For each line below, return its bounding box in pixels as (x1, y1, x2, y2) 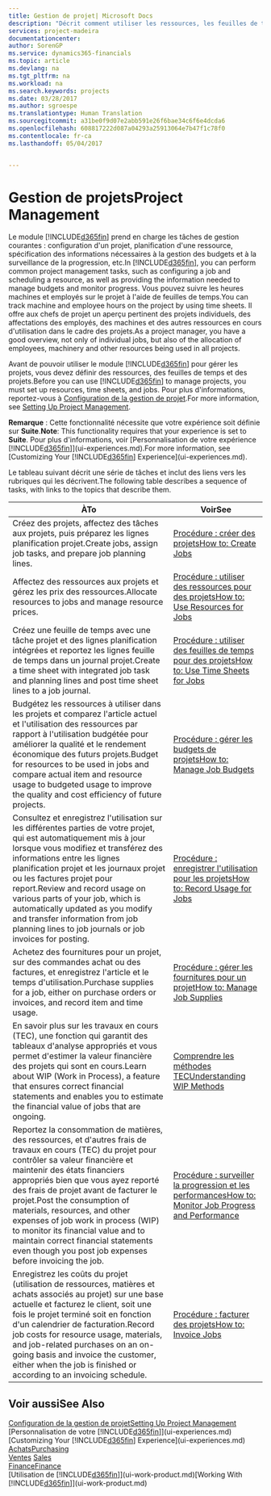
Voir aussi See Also (8, 1397, 105, 1410)
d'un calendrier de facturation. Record (12, 1319, 155, 1330)
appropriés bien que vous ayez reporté (12, 1175, 160, 1186)
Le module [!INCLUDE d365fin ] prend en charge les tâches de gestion (8, 232, 240, 242)
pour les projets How (173, 873, 250, 884)
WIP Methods (173, 1081, 224, 1092)
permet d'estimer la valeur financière (12, 1050, 152, 1062)
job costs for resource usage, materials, (12, 1329, 163, 1340)
